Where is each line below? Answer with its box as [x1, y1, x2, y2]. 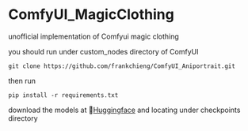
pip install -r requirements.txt [8, 91, 119, 99]
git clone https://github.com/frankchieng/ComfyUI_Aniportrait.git [8, 62, 236, 70]
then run [8, 76, 36, 85]
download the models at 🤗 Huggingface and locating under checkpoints [8, 105, 241, 114]
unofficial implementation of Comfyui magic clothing [8, 32, 180, 41]
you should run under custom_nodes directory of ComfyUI [8, 47, 199, 56]
